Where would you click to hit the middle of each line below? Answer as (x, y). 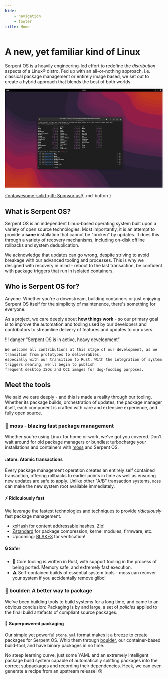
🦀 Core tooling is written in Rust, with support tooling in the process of (85, 561)
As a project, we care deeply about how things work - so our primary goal (82, 319)
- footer (23, 21)
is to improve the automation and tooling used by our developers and (76, 324)
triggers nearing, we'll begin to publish (50, 364)
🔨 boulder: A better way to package (49, 591)
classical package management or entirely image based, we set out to (77, 77)
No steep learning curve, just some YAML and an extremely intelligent (77, 655)
